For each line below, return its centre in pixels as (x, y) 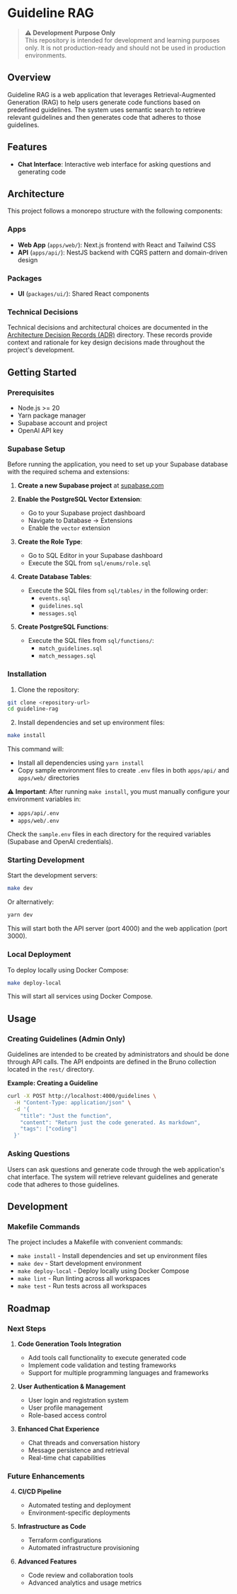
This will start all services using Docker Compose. (80, 997)
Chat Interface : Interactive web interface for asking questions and (114, 164)
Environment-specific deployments (79, 1513)
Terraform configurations (65, 1540)
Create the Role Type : (50, 542)
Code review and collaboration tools (81, 1576)
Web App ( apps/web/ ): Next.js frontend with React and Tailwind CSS (116, 245)
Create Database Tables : (54, 577)
